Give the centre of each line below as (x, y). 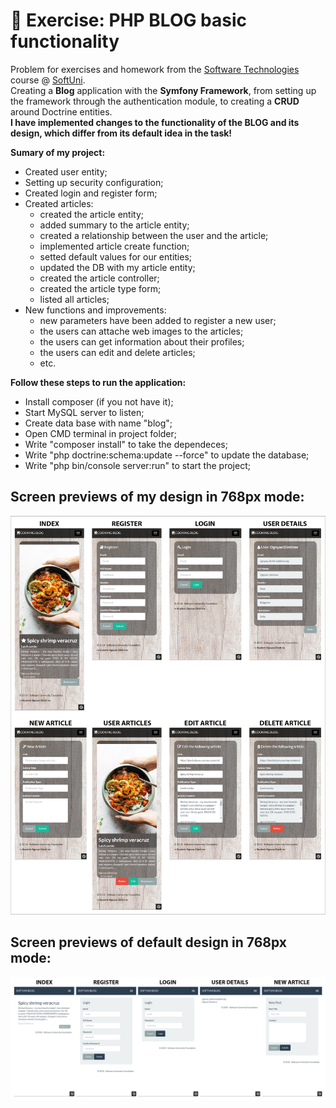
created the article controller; (99, 278)
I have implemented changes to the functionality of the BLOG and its (155, 122)
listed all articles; (74, 299)
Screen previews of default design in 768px (148, 942)
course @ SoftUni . (48, 80)
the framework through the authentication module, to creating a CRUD (155, 101)
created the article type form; (100, 288)
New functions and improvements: (95, 310)
